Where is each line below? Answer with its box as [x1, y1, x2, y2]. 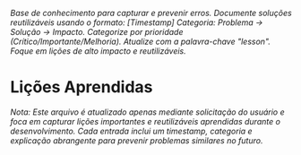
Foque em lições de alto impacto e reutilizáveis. [10, 46, 186, 56]
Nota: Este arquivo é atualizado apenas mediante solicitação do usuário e [10, 107, 285, 117]
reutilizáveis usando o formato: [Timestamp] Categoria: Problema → [10, 17, 263, 28]
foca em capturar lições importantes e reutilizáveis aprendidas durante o [10, 116, 281, 126]
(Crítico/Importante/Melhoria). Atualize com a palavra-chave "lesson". [10, 36, 271, 47]
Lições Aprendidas [10, 77, 153, 98]
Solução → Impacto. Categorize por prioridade [10, 27, 184, 37]
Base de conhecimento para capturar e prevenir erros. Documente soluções [10, 8, 292, 18]
